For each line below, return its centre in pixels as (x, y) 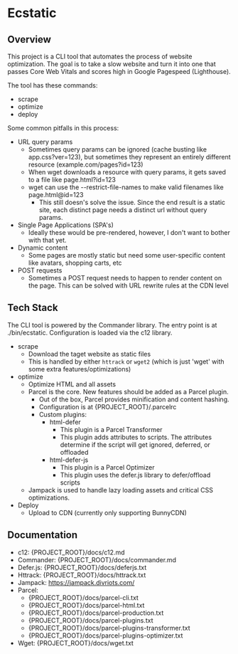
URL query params (45, 142)
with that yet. (47, 240)
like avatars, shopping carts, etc (75, 263)
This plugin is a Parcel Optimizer (107, 467)
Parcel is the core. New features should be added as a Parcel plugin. (128, 391)
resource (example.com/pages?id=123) (86, 164)
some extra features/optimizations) (80, 369)
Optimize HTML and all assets (72, 384)
